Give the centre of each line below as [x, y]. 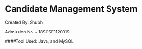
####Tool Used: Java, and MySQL [39, 41]
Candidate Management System [71, 9]
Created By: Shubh [24, 22]
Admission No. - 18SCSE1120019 [37, 32]
